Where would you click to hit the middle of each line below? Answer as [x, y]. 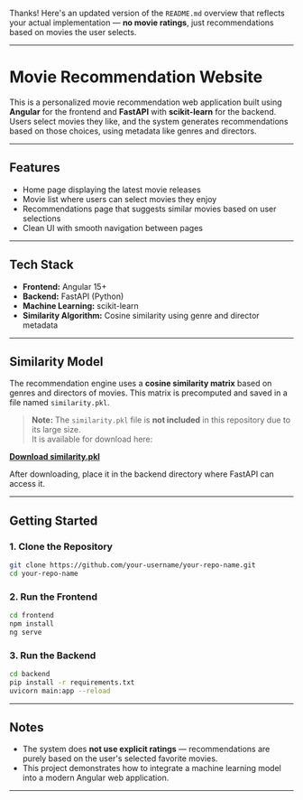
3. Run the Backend [53, 656]
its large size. [56, 430]
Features [35, 167]
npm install [32, 623]
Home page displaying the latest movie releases [111, 190]
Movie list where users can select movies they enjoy [119, 199]
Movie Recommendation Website [136, 77]
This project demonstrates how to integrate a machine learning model [151, 768]
